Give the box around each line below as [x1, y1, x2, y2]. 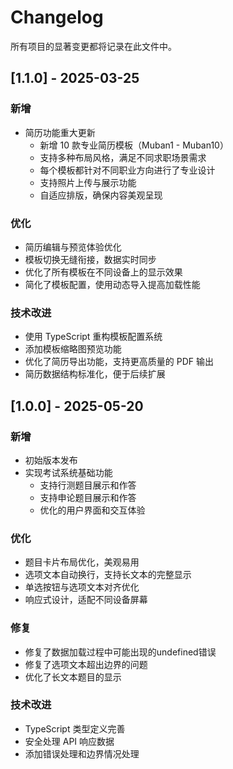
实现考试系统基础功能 [24, 466, 113, 478]
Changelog [10, 6, 104, 29]
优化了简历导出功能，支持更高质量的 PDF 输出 [24, 356, 214, 368]
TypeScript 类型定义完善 [24, 722, 126, 735]
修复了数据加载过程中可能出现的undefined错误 [24, 646, 217, 658]
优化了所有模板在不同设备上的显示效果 [24, 266, 183, 278]
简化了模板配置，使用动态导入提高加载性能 [24, 278, 201, 290]
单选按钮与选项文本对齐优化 [24, 581, 140, 593]
